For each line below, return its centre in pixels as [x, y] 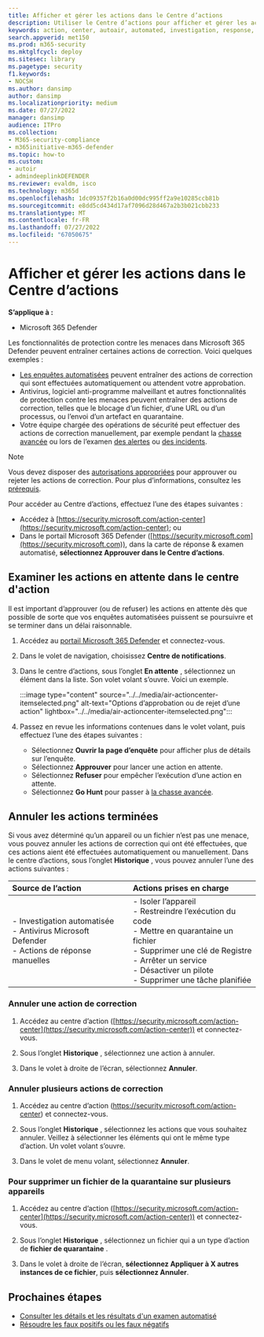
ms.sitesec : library [42, 60]
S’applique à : [31, 312]
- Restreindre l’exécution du [184, 912]
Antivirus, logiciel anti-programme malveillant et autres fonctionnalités [133, 391]
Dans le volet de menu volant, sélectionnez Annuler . [104, 1162]
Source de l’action [47, 888]
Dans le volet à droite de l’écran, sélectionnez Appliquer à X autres [129, 1264]
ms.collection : [33, 132]
